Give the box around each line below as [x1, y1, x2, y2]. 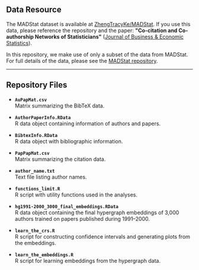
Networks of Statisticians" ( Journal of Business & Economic [34, 33, 184, 40]
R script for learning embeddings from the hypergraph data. [14, 257, 161, 264]
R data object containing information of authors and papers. [14, 120, 161, 127]
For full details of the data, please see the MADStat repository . [6, 57, 158, 64]
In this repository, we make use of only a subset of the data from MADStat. [6, 50, 188, 58]
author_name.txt [14, 168, 55, 174]
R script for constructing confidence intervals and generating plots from [14, 233, 191, 240]
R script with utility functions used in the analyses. [14, 191, 138, 198]
